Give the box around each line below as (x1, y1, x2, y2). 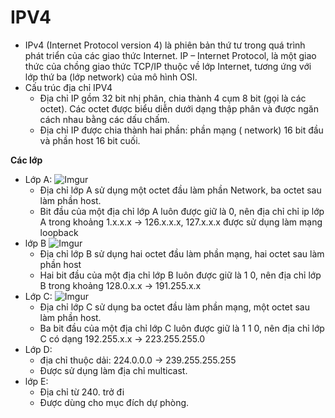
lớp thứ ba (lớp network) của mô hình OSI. (24, 71, 198, 83)
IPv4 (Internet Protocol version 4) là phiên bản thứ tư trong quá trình (24, 39, 306, 51)
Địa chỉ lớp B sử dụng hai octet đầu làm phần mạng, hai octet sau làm (39, 247, 325, 260)
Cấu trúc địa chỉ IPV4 (24, 81, 113, 93)
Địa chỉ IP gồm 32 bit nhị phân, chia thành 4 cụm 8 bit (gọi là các (39, 92, 307, 104)
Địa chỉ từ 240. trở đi (39, 386, 125, 398)
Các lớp (10, 154, 43, 166)
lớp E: (24, 375, 49, 387)
